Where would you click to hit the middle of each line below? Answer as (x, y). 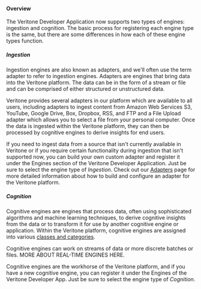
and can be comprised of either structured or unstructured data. (85, 89)
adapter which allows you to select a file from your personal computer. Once (101, 120)
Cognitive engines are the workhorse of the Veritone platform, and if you (96, 267)
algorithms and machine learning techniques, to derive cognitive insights (96, 218)
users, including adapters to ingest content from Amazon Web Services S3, (99, 107)
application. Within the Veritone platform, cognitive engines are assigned (96, 231)
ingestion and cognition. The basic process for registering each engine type (100, 28)
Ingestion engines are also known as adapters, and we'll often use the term (99, 70)
